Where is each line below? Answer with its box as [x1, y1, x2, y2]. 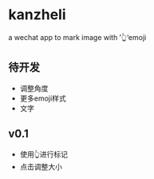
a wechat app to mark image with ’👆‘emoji [8, 32, 147, 42]
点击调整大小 [19, 161, 62, 171]
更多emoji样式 [19, 93, 66, 103]
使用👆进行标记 [19, 149, 68, 159]
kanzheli [8, 6, 66, 24]
